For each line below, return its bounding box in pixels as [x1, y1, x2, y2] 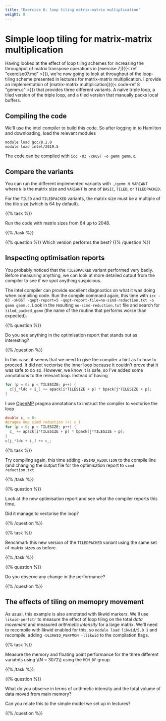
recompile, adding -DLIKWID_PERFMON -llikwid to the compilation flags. [5, 632, 150, 638]
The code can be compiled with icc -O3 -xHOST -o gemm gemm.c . [5, 153, 137, 159]
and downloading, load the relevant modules [5, 130, 96, 136]
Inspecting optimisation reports [5, 254, 105, 262]
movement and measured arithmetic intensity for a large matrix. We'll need [5, 621, 158, 627]
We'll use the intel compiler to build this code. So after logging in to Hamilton [5, 125, 162, 131]
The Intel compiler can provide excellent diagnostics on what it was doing [5, 287, 155, 293]
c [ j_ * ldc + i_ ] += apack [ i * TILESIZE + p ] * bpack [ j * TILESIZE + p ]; [9, 387, 152, 392]
